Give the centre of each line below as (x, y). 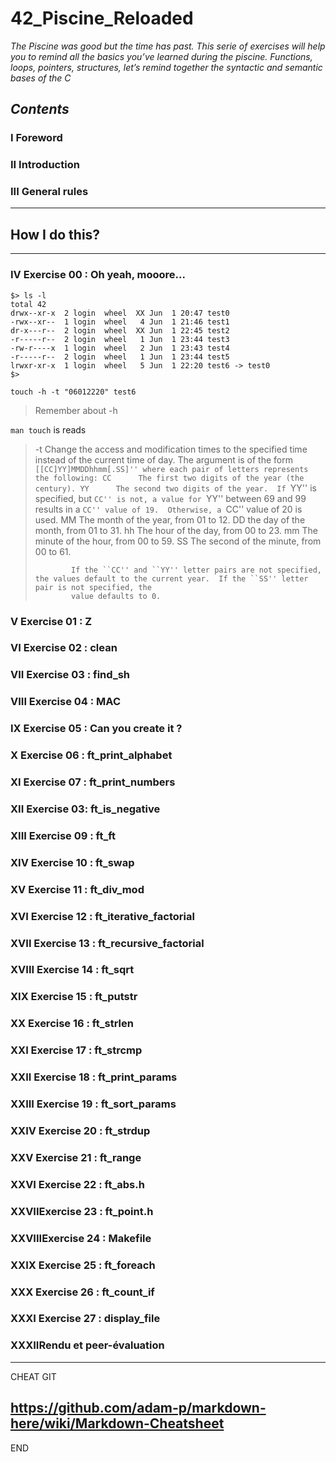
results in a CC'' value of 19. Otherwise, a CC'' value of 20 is (168, 509)
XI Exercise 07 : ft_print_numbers (93, 782)
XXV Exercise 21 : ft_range (76, 1157)
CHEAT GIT (33, 1376)
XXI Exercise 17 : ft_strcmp (76, 1050)
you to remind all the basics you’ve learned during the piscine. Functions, (161, 56)
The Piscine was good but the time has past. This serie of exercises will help (168, 46)
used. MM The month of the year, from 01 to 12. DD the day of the (170, 519)
